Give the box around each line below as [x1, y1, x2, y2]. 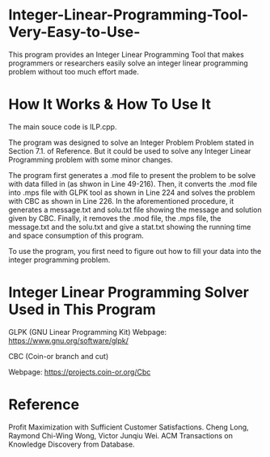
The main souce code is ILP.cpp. [8, 121, 117, 131]
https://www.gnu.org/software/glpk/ [8, 336, 129, 345]
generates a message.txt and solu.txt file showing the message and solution [8, 205, 263, 214]
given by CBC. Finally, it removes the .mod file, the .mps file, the [8, 213, 221, 223]
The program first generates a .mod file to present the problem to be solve [8, 170, 256, 180]
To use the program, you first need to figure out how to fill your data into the [8, 246, 262, 256]
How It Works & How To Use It [8, 95, 212, 114]
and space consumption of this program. [8, 231, 144, 240]
